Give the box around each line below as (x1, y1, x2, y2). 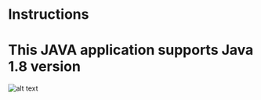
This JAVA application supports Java (8, 41, 254, 59)
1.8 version (8, 58, 81, 76)
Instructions (8, 5, 89, 23)
